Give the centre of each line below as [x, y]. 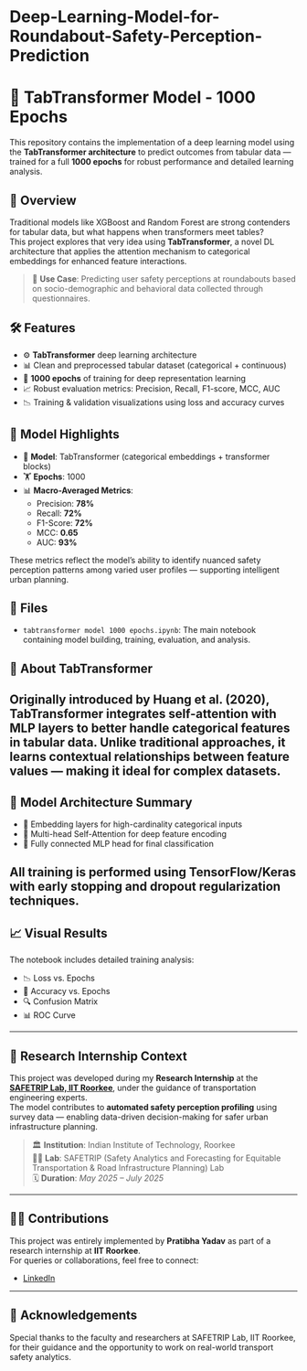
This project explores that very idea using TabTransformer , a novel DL [142, 241]
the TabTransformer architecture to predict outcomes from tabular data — [150, 152]
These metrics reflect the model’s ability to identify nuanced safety [135, 560]
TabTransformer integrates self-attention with [143, 714]
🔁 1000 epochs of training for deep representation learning [134, 378]
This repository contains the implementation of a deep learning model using [152, 143]
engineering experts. [49, 1097]
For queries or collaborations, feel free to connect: [104, 1260]
